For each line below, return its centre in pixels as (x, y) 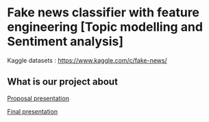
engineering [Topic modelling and (105, 27)
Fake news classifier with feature (103, 13)
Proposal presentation (38, 98)
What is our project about (63, 82)
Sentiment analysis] (65, 42)
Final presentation (33, 111)
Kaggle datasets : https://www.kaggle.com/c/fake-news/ (87, 60)
